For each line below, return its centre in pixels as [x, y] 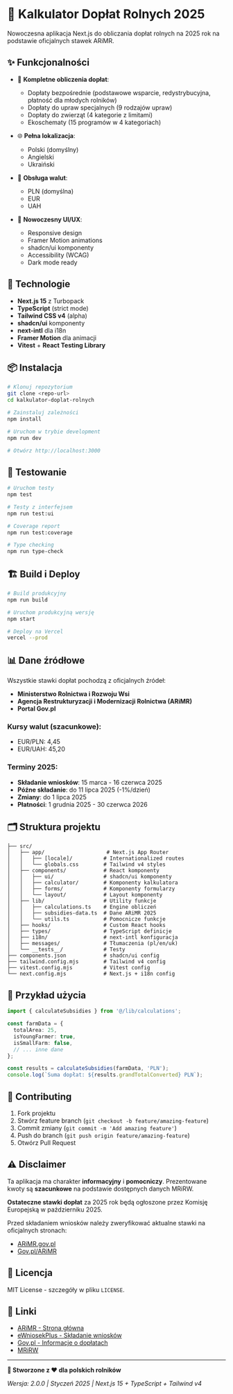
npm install [24, 419]
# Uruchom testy [31, 488]
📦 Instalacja [35, 367]
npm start [21, 619]
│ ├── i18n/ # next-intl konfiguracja [93, 937]
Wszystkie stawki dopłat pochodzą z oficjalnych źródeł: [87, 681]
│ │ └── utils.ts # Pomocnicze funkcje [87, 919]
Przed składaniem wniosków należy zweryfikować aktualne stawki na [106, 1223]
